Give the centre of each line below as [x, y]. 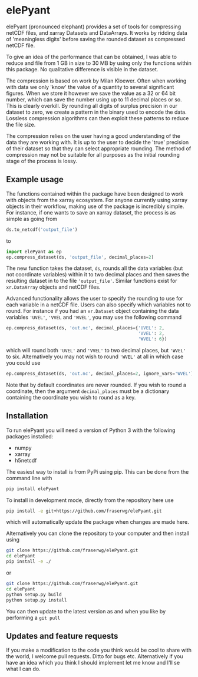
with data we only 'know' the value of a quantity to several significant [90, 87]
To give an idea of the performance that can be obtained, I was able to [91, 57]
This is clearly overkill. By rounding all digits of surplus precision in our [92, 105]
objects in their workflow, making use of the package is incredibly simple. [95, 206]
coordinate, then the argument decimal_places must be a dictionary [88, 391]
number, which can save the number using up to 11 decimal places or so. [94, 99]
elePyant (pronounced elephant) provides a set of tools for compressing [94, 27]
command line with [29, 478]
